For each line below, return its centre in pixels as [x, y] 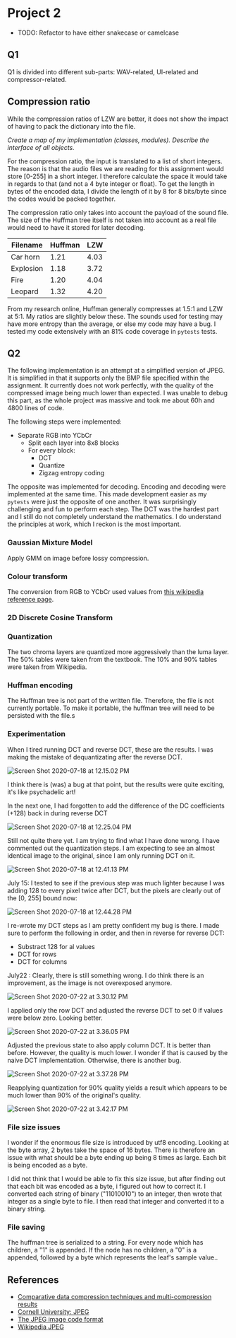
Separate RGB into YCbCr [55, 436]
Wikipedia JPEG [41, 1327]
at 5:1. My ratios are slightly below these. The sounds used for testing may [115, 316]
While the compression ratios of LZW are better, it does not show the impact [118, 119]
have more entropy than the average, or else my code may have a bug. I [112, 324]
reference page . [31, 599]
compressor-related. [37, 79]
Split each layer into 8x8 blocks [74, 443]
